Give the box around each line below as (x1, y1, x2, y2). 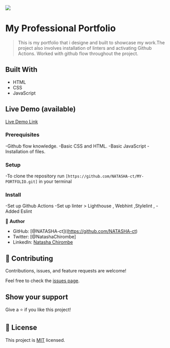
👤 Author (5, 218, 25, 225)
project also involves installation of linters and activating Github (17, 45, 152, 51)
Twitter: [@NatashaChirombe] (12, 234, 76, 240)
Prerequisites (5, 131, 40, 138)
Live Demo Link (5, 118, 39, 124)
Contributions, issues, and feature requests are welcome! (5, 268, 127, 274)
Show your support (5, 292, 68, 301)
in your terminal (39, 178, 72, 185)
